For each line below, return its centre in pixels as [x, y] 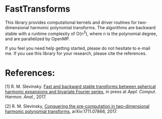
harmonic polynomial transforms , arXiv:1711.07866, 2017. [61, 111]
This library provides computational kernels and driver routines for [71, 22]
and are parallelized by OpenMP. [37, 39]
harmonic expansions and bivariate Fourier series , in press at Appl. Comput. [81, 91]
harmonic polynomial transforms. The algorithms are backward [93, 27]
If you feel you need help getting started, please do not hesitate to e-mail [78, 48]
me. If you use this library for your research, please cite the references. [76, 53]
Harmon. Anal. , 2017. [26, 97]
